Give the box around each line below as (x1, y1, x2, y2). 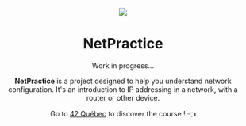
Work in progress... (91, 60, 155, 71)
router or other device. (86, 93, 160, 102)
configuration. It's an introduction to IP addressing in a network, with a (8, 84, 238, 94)
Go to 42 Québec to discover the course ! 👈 (50, 109, 196, 118)
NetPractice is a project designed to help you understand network (14, 76, 232, 86)
